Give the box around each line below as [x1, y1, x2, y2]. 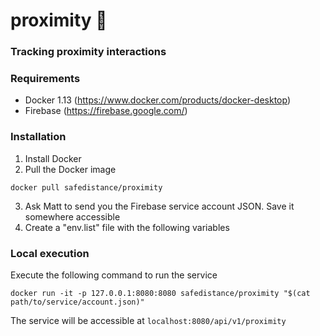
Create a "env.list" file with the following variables [24, 221, 230, 233]
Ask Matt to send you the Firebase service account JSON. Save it [24, 200, 295, 212]
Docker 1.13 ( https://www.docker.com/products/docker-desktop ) [24, 94, 292, 106]
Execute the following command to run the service [10, 269, 218, 281]
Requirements [10, 72, 81, 86]
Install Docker [24, 152, 82, 164]
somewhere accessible [24, 210, 121, 223]
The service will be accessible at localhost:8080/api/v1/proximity [10, 315, 287, 326]
